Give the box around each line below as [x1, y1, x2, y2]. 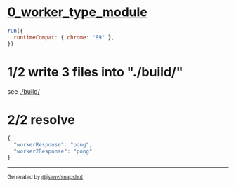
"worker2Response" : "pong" [13, 148, 93, 155]
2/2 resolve [7, 111, 75, 127]
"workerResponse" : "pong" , [13, 141, 93, 148]
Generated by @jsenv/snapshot [7, 173, 84, 181]
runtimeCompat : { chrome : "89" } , [13, 34, 114, 41]
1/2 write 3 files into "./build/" [7, 64, 183, 80]
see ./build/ [7, 87, 40, 95]
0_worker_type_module [7, 4, 147, 20]
